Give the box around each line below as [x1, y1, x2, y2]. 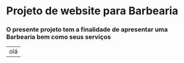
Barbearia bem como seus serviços [6, 33, 111, 41]
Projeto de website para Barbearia [6, 4, 179, 18]
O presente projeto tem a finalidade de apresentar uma [6, 26, 168, 34]
